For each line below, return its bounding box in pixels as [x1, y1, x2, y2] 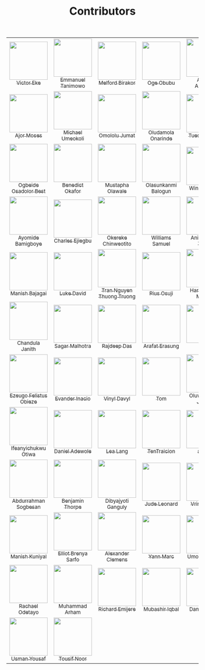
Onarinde [150, 135, 173, 142]
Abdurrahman [12, 497, 46, 504]
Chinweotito [103, 240, 132, 247]
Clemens [106, 556, 128, 563]
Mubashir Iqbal [143, 605, 179, 613]
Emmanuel [60, 76, 85, 83]
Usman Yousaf [11, 655, 46, 662]
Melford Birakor [98, 79, 136, 86]
